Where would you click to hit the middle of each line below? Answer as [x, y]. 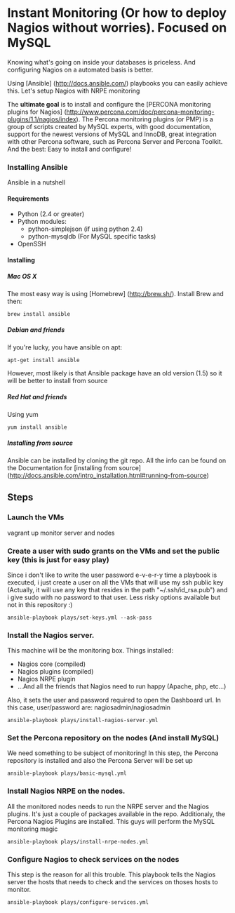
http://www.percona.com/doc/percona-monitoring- [141, 112]
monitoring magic [33, 829]
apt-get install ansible [43, 360]
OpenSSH [32, 244]
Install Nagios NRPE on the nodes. [66, 791]
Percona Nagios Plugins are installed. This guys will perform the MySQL [111, 821]
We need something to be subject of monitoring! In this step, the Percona [113, 753]
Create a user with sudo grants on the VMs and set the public [113, 551]
